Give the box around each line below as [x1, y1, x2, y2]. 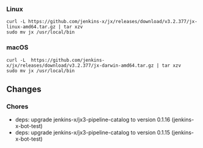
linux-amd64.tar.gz [6, 24, 56, 30]
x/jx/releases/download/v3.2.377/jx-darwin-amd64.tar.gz [6, 62, 154, 69]
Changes [6, 84, 41, 94]
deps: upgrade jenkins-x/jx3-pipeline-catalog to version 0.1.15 [15, 129, 171, 136]
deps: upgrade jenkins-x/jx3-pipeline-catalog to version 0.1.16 [15, 116, 171, 123]
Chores [6, 102, 29, 110]
